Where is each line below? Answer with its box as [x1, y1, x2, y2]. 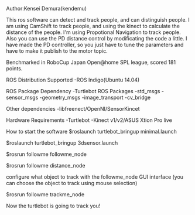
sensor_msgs [6, 94, 39, 101]
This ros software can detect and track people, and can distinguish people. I [6, 16, 190, 23]
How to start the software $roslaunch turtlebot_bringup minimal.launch [6, 128, 177, 135]
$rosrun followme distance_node [6, 162, 86, 169]
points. [6, 65, 23, 72]
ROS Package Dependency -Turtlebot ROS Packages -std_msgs [6, 88, 160, 94]
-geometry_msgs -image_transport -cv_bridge [39, 94, 151, 101]
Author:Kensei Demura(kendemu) [6, 5, 87, 12]
